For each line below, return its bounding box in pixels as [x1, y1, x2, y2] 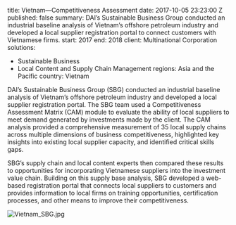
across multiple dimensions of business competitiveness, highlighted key [7, 130, 220, 139]
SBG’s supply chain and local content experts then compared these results [7, 159, 224, 167]
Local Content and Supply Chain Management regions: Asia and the [17, 65, 215, 72]
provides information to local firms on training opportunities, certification [7, 189, 218, 197]
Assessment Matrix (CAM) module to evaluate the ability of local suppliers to [7, 108, 230, 116]
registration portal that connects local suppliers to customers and [27, 181, 217, 189]
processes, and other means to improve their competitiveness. [7, 196, 189, 205]
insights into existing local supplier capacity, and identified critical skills [7, 138, 215, 146]
